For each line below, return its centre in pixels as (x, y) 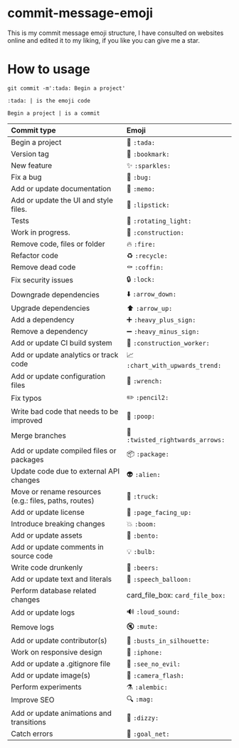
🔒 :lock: (141, 279)
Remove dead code (43, 267)
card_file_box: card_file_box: (176, 595)
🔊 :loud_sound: (153, 611)
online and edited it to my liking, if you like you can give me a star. (104, 40)
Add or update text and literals (62, 579)
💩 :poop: (141, 416)
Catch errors (32, 734)
